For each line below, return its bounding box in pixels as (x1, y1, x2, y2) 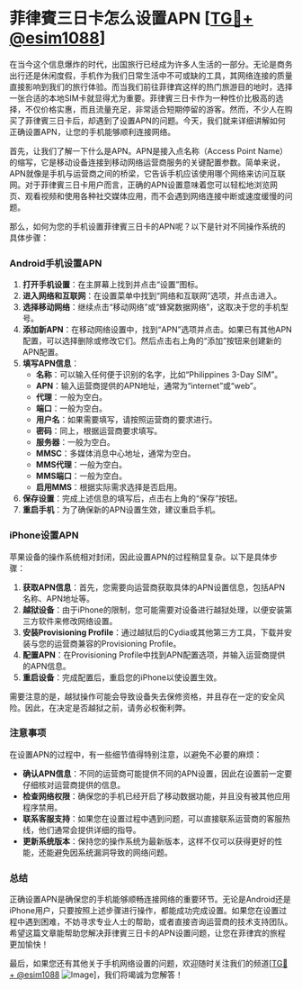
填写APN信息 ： (22, 358, 79, 369)
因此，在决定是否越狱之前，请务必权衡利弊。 (24, 702, 191, 712)
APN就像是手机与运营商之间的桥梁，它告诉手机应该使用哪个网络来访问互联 (9, 168, 286, 178)
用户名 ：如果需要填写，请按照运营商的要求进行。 (35, 414, 218, 425)
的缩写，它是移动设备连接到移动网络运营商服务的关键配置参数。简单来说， (9, 157, 285, 168)
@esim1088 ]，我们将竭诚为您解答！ (16, 969, 183, 980)
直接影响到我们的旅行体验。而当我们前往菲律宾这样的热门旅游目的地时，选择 (9, 81, 293, 92)
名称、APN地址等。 (22, 593, 94, 603)
